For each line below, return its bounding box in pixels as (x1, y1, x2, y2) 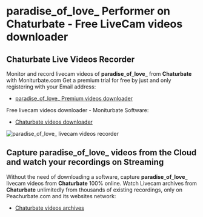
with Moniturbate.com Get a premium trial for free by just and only (6, 77, 171, 84)
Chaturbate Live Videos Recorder (6, 54, 135, 64)
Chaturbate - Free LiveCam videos (6, 17, 183, 31)
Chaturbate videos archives (15, 204, 85, 212)
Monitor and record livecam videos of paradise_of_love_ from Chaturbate (6, 70, 192, 77)
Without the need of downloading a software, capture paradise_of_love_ (6, 173, 188, 180)
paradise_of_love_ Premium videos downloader (15, 95, 133, 102)
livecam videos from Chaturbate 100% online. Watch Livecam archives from (6, 179, 197, 187)
